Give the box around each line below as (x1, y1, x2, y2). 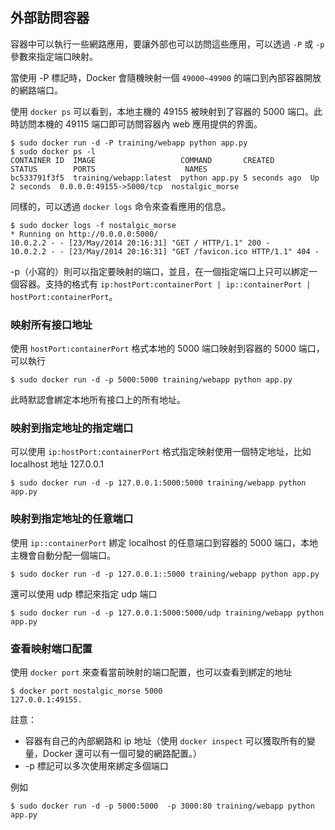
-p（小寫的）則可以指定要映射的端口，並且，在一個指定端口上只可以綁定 (10, 265, 310, 277)
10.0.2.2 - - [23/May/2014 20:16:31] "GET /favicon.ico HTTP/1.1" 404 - (10, 246, 320, 257)
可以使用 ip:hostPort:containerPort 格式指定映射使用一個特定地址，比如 (10, 446, 312, 458)
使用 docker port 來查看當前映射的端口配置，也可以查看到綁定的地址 (10, 666, 293, 678)
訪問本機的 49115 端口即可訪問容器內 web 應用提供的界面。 (18, 118, 263, 130)
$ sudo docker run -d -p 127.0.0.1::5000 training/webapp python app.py (10, 569, 320, 579)
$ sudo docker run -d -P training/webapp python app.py (10, 138, 248, 148)
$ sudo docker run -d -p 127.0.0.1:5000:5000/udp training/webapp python (10, 608, 325, 618)
